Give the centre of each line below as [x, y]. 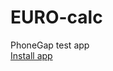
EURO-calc [56, 17]
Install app [31, 55]
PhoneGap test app [50, 45]
